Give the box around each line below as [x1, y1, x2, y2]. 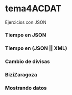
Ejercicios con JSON [5, 19, 47, 25]
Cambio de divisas [5, 58, 50, 64]
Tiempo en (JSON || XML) [5, 45, 68, 52]
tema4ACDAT [5, 3, 62, 14]
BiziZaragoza [5, 71, 38, 78]
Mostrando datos [5, 84, 47, 91]
